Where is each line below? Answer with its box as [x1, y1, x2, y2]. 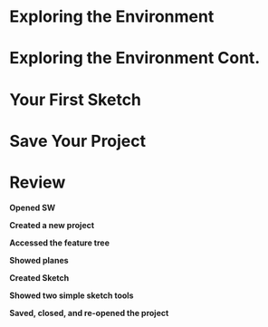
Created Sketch [9, 272, 70, 283]
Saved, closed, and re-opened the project [9, 307, 169, 318]
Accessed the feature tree [9, 237, 110, 248]
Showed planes [9, 255, 70, 265]
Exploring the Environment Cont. [9, 48, 261, 69]
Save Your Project [9, 130, 147, 151]
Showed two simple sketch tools [9, 290, 134, 301]
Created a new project [9, 219, 95, 230]
